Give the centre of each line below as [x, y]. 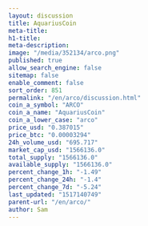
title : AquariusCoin [43, 23]
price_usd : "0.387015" [46, 127]
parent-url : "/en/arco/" [50, 202]
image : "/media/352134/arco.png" [64, 53]
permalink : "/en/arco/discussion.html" [75, 98]
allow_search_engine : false [55, 68]
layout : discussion [41, 16]
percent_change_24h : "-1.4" [55, 180]
